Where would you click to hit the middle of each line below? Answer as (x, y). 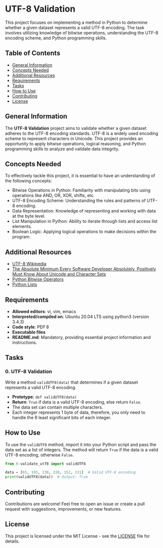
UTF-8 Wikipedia (29, 264)
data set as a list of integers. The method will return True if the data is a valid (82, 450)
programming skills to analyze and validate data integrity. (62, 149)
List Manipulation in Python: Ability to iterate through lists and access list (85, 221)
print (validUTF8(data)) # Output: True (47, 477)
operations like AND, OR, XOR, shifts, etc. (53, 195)
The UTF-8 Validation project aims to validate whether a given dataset (76, 128)
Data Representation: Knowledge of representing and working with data (84, 211)
